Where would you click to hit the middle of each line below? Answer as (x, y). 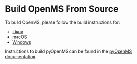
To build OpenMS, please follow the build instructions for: (62, 22)
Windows (21, 42)
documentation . (21, 56)
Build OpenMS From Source (62, 9)
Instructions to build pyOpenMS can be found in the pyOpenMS (68, 51)
